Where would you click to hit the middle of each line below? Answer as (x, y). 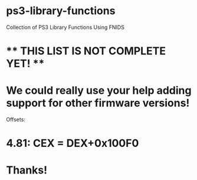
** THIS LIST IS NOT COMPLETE (86, 51)
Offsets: (16, 120)
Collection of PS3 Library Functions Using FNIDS (65, 27)
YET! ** (25, 64)
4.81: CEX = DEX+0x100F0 (73, 143)
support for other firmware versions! (98, 103)
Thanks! (27, 170)
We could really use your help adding (99, 91)
